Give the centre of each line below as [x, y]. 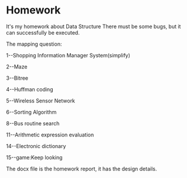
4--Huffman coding [30, 89]
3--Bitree [17, 78]
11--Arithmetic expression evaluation [50, 135]
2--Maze [17, 66]
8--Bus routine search [33, 123]
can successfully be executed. [43, 32]
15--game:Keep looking [34, 157]
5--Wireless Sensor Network [40, 101]
